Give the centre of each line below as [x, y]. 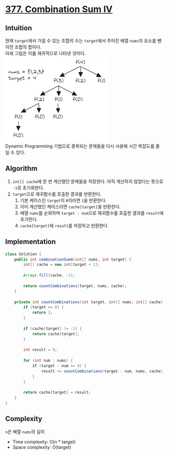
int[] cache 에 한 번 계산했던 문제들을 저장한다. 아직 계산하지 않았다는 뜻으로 [88, 181]
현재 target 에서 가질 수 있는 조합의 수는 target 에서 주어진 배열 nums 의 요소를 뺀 [83, 41]
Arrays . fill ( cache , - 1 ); [49, 275]
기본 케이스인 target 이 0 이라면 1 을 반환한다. [63, 200]
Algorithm [21, 168]
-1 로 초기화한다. [28, 187]
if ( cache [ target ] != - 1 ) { [53, 328]
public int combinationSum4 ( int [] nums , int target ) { [73, 259]
